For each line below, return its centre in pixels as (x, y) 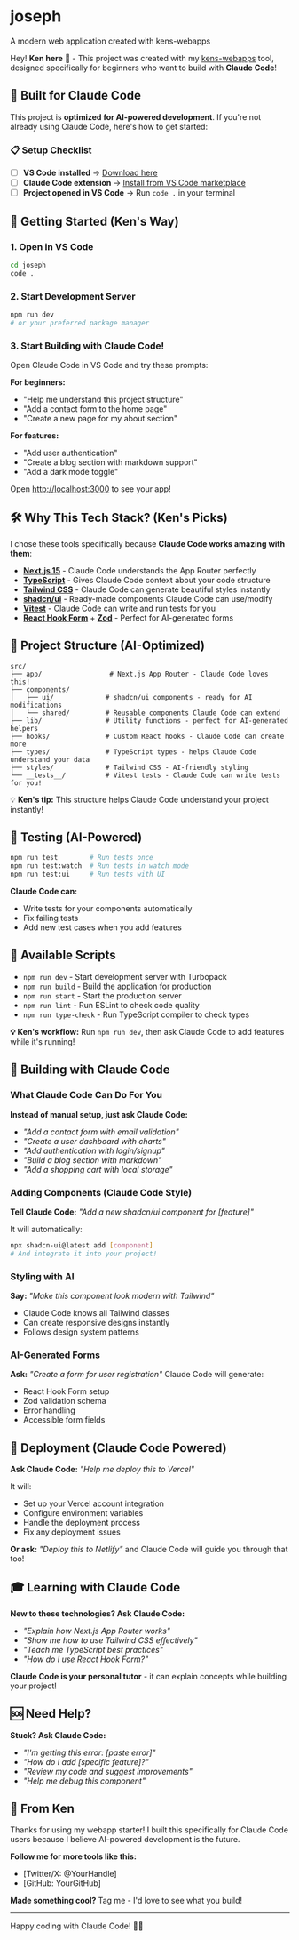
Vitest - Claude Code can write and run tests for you (119, 608)
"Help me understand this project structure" (103, 400)
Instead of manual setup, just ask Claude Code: (99, 1114)
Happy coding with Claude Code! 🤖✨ (77, 1926)
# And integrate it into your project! (84, 1254)
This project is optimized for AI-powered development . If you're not (136, 116)
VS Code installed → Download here (90, 173)
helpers (24, 728)
